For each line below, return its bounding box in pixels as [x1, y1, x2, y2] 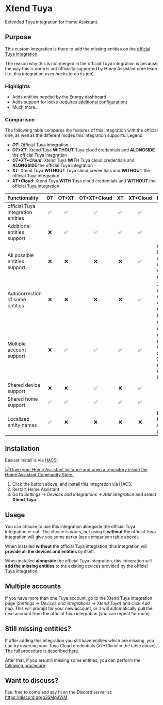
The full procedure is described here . [5, 648, 80, 654]
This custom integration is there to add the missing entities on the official [5, 46, 151, 51]
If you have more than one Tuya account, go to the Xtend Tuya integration [5, 595, 153, 601]
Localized [7, 416, 30, 423]
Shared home [7, 396, 38, 403]
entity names [7, 422, 37, 428]
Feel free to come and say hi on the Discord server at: [5, 689, 113, 695]
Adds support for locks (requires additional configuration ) [12, 99, 128, 105]
